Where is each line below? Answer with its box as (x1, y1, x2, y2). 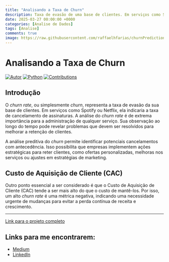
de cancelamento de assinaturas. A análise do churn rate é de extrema (5, 112, 152, 118)
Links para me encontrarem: (5, 233, 96, 241)
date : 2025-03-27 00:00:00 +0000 (5, 17, 75, 22)
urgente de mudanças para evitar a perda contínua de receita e (5, 199, 136, 205)
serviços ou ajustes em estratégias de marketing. (5, 154, 107, 160)
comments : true (5, 31, 37, 36)
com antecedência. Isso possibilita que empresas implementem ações (5, 144, 151, 150)
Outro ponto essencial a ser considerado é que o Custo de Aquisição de (5, 182, 155, 188)
